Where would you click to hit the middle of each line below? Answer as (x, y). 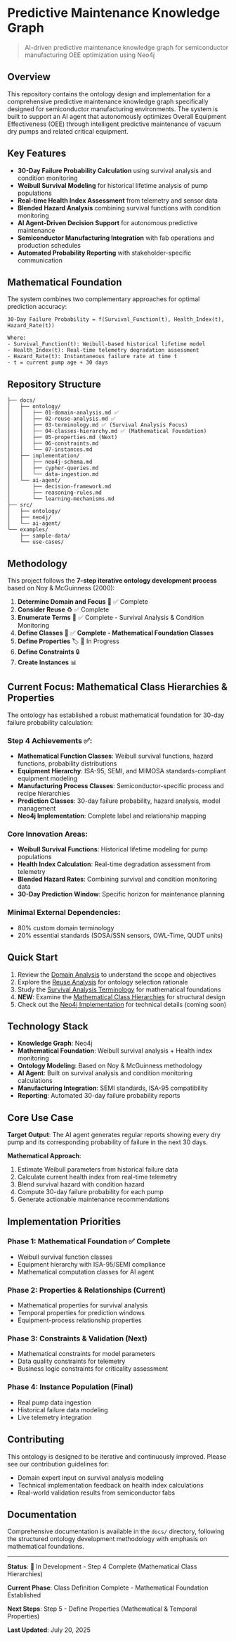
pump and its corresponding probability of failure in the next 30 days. (108, 1142)
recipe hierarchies (44, 794)
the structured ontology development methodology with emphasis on (107, 1539)
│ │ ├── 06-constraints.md (53, 444)
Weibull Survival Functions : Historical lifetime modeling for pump (113, 849)
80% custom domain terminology (66, 927)
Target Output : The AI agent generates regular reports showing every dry (114, 1135)
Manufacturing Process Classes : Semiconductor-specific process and (120, 786)
